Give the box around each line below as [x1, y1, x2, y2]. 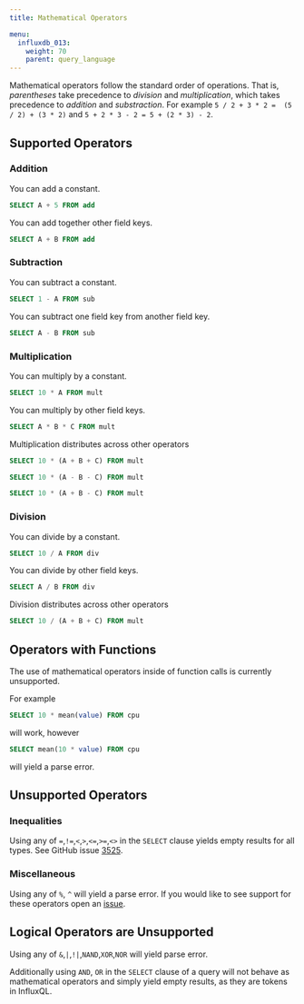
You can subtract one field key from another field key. [9, 311, 211, 322]
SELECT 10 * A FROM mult [9, 388, 103, 397]
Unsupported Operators [9, 788, 148, 803]
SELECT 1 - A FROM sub [9, 294, 95, 303]
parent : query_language [25, 55, 116, 65]
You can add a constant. [9, 183, 101, 194]
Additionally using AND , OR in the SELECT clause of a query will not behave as [9, 966, 290, 977]
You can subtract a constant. [9, 276, 117, 287]
